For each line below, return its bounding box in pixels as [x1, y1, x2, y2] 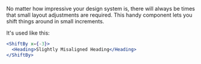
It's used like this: [6, 29, 50, 36]
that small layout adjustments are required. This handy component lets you [6, 11, 193, 19]
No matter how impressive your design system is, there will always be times [6, 5, 196, 12]
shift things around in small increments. [6, 18, 105, 25]
